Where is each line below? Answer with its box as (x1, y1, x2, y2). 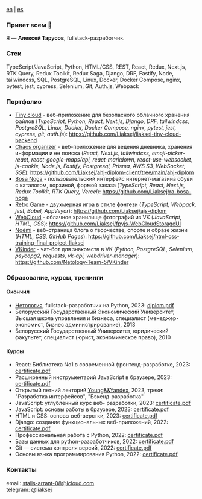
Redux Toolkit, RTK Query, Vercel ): (14, 187, 101, 195)
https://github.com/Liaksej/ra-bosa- (102, 187, 192, 195)
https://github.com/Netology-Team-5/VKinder (14, 258, 129, 265)
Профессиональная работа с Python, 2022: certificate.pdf (14, 432, 163, 439)
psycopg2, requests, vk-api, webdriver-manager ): (14, 252, 140, 259)
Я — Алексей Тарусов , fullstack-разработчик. (6, 34, 125, 42)
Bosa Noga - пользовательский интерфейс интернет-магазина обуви (14, 175, 193, 182)
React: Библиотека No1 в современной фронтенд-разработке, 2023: (14, 361, 191, 368)
